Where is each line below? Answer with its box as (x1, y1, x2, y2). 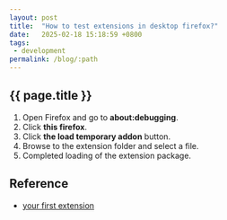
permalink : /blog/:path (9, 55, 99, 64)
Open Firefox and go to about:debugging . (22, 111, 179, 122)
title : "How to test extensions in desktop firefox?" (9, 22, 219, 31)
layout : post (9, 13, 58, 22)
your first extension (22, 199, 95, 211)
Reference (9, 176, 69, 191)
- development (13, 47, 66, 56)
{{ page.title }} (9, 88, 92, 103)
